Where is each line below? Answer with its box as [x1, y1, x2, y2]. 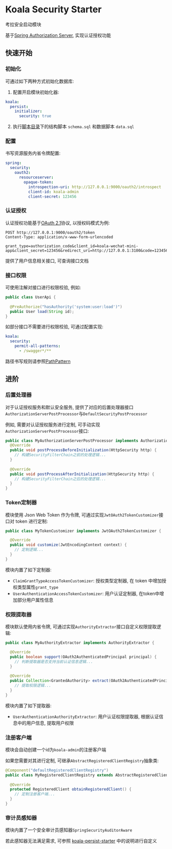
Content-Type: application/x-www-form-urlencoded [5, 234, 114, 239]
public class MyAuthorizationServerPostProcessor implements [5, 438, 139, 443]
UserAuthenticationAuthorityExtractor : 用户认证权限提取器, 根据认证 [12, 713, 159, 719]
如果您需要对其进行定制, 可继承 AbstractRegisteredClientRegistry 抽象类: [5, 757, 159, 764]
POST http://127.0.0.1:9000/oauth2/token [5, 230, 95, 235]
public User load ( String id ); [10, 309, 74, 314]
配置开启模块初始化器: [12, 89, 59, 95]
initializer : [14, 109, 42, 114]
